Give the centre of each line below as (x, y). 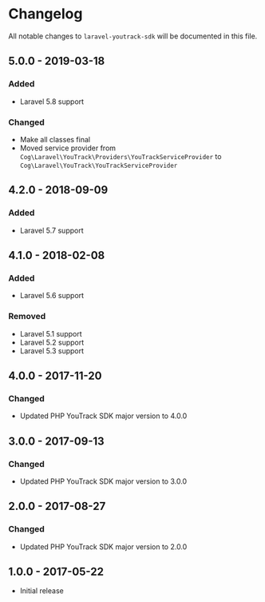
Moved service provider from (68, 148)
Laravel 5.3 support (52, 351)
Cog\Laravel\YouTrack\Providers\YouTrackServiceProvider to (121, 156)
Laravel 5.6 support (52, 296)
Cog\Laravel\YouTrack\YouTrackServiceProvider (99, 165)
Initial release (42, 591)
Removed (27, 317)
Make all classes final (55, 139)
